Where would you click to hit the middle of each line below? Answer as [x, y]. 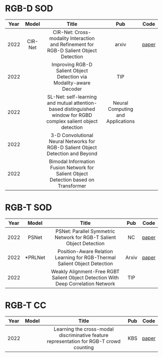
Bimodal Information [72, 161]
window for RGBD [72, 115]
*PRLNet [35, 258]
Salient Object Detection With [85, 278]
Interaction [82, 38]
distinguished [80, 109]
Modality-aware [72, 82]
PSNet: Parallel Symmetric [85, 231]
